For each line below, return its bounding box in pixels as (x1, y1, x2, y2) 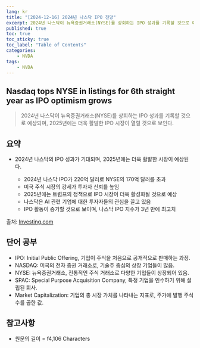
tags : (6, 58, 20, 64)
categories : (6, 48, 36, 54)
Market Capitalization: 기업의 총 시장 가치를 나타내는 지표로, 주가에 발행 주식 (14, 291, 194, 299)
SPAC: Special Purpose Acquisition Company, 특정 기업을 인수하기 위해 (14, 276, 186, 284)
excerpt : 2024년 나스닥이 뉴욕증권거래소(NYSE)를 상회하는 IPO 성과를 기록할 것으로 (6, 20, 190, 26)
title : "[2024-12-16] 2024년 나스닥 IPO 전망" (6, 14, 116, 20)
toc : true (6, 31, 31, 37)
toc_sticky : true (6, 36, 49, 42)
